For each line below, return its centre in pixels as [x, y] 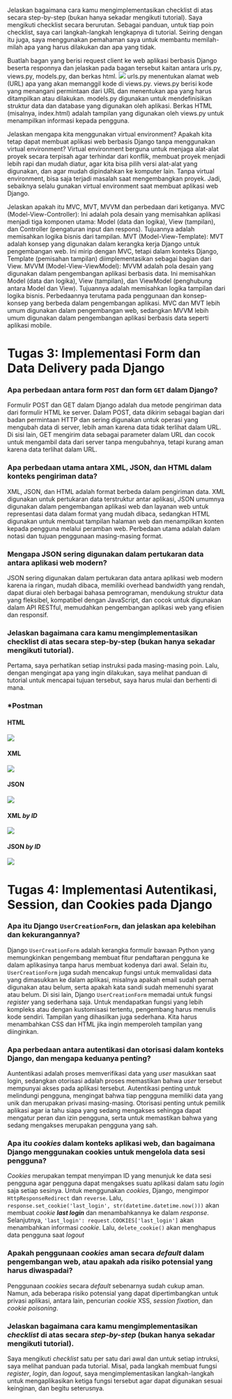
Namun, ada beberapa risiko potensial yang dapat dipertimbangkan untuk [113, 1293]
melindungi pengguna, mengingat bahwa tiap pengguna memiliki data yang [115, 1096]
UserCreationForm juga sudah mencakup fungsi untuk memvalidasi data [110, 972]
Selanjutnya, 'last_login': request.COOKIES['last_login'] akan [101, 1220]
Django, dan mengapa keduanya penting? [79, 1058]
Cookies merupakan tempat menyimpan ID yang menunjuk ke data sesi [109, 1176]
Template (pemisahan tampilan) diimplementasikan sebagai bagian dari [109, 258]
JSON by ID [24, 847]
